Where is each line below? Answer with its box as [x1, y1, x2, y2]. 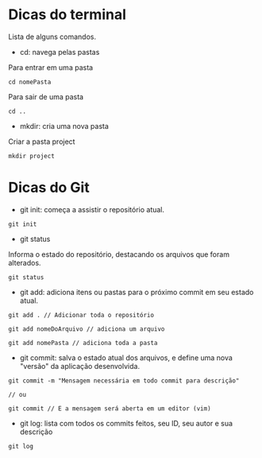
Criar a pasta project [8, 137, 75, 146]
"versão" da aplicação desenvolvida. [19, 361, 141, 371]
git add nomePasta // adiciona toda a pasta [8, 339, 158, 347]
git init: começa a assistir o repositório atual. [19, 204, 165, 214]
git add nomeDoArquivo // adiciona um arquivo [8, 324, 165, 333]
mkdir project [8, 152, 56, 160]
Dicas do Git [8, 179, 90, 196]
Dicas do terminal [8, 6, 127, 24]
